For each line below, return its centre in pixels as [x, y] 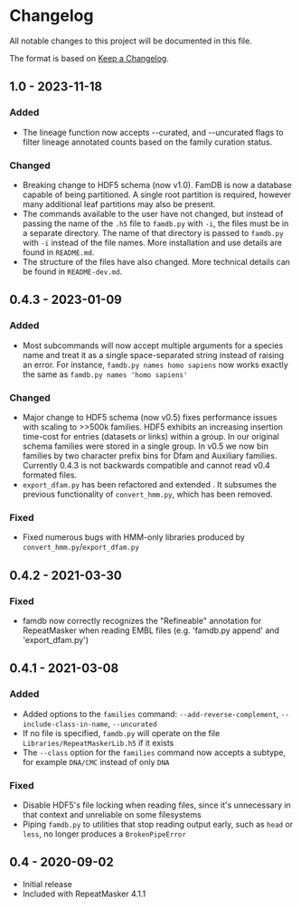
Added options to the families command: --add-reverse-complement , [150, 714]
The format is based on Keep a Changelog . [89, 58]
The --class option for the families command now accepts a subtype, [154, 752]
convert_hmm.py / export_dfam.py [81, 547]
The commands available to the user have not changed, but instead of [153, 213]
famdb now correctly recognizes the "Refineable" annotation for [142, 620]
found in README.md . [58, 252]
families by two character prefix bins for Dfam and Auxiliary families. [150, 455]
